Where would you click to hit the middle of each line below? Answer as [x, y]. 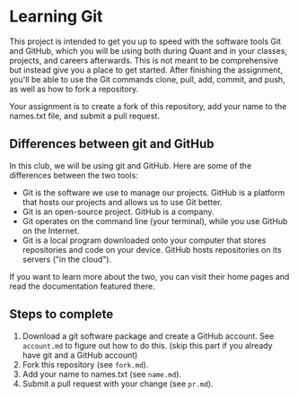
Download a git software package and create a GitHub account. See [148, 336]
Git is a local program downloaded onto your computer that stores [144, 240]
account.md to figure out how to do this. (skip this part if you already [147, 345]
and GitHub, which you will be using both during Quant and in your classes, [149, 50]
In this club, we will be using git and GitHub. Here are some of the [131, 165]
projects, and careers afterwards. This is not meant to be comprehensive [144, 60]
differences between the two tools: [74, 175]
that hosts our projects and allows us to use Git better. [122, 202]
